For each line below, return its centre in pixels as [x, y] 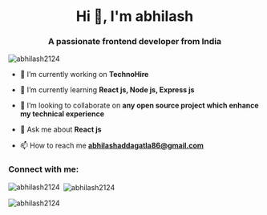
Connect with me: [44, 169]
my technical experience [62, 114]
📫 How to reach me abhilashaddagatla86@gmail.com [112, 146]
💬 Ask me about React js [61, 130]
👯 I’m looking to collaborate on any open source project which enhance [139, 105]
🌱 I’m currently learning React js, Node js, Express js [107, 90]
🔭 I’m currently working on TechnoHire [84, 75]
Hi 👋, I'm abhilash [135, 16]
